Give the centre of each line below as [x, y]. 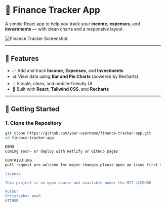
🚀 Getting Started [32, 109]
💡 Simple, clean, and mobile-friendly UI [52, 83]
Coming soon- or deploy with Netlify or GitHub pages [62, 152]
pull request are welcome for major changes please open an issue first [82, 165]
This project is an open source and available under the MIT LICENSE [78, 183]
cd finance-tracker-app [30, 138]
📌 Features [22, 59]
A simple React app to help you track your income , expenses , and [73, 24]
